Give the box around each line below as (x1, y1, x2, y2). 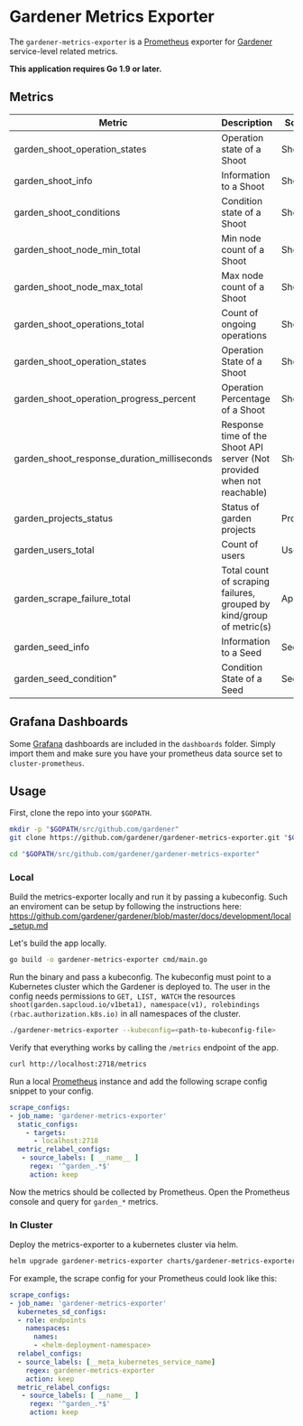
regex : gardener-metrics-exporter (25, 1365, 155, 1375)
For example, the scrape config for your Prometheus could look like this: (9, 1272, 278, 1283)
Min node (221, 232, 262, 245)
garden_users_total (14, 544, 95, 556)
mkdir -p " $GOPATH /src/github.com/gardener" (9, 825, 179, 834)
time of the (221, 429, 268, 442)
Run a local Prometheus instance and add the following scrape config (9, 1076, 268, 1086)
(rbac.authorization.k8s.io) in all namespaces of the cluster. (9, 1009, 241, 1020)
